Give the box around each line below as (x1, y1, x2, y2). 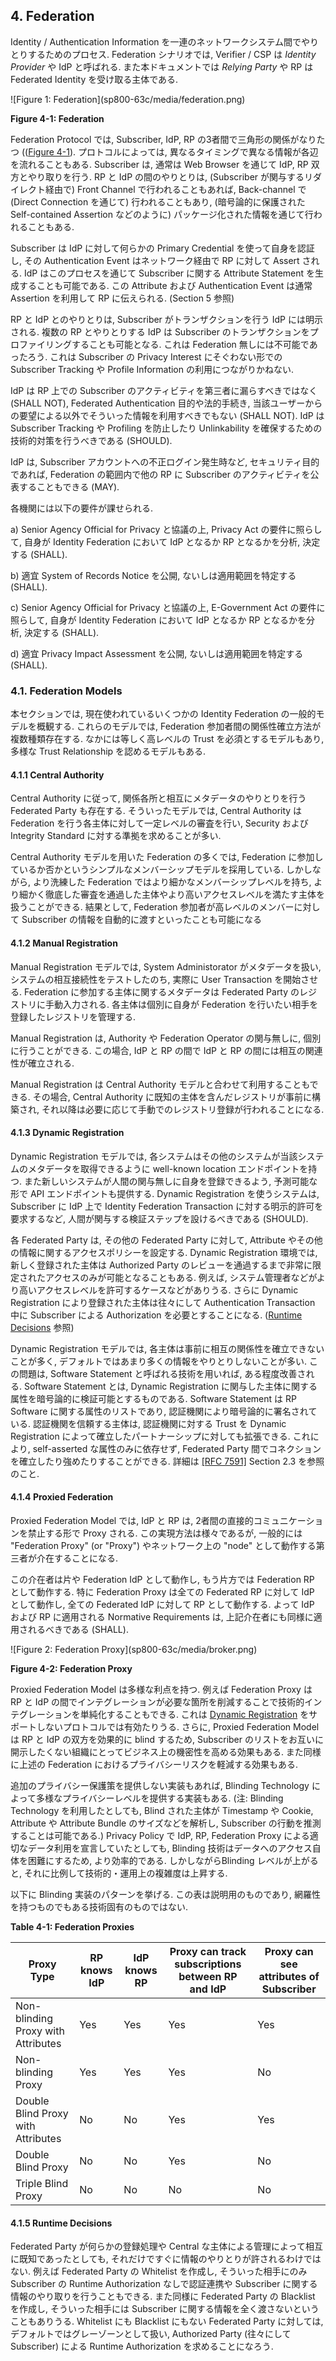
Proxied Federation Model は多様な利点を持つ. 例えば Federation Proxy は (10, 1683, 313, 1695)
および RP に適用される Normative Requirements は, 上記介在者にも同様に (10, 1610, 314, 1623)
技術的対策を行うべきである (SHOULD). (10, 434, 173, 446)
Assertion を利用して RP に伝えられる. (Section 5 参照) (10, 292, 235, 304)
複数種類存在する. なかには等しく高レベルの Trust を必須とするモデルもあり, (10, 733, 325, 745)
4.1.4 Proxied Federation (10, 1491, 114, 1503)
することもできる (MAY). (18, 480, 120, 493)
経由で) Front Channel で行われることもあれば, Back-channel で (44, 183, 307, 195)
